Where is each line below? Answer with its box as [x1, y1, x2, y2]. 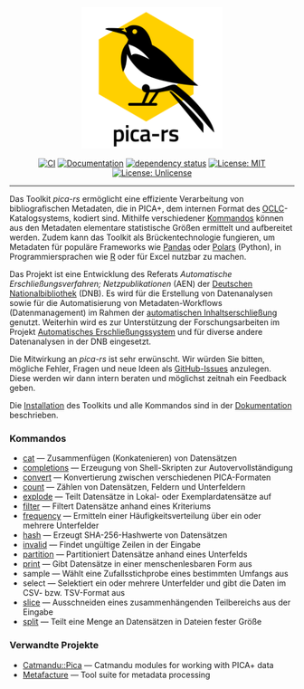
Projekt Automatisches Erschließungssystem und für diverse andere [9, 327, 263, 337]
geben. [9, 383, 36, 393]
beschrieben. [9, 410, 59, 420]
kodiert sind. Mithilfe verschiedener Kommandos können [73, 213, 284, 224]
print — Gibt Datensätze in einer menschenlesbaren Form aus [22, 559, 252, 569]
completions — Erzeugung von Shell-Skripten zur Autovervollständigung [22, 463, 294, 474]
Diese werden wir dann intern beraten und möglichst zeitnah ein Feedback [9, 373, 288, 383]
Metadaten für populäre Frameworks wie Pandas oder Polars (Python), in [9, 242, 282, 252]
